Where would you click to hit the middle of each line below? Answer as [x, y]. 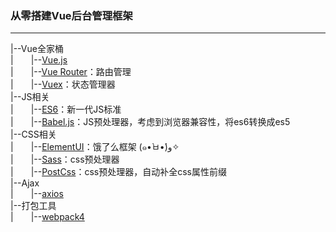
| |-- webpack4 [47, 217]
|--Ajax [25, 183]
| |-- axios [37, 194]
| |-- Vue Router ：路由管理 [71, 72]
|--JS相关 [30, 97]
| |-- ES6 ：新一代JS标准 [66, 109]
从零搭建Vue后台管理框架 [71, 15]
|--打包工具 [33, 206]
